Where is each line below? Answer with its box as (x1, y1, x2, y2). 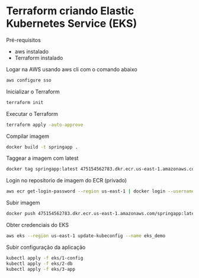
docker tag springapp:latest (6, 166, 78, 172)
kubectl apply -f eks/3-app (6, 266, 76, 272)
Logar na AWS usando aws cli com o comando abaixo (6, 65, 137, 72)
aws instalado (14, 48, 49, 55)
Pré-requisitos (6, 36, 41, 43)
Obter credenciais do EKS (6, 222, 69, 229)
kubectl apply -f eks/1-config (6, 255, 84, 261)
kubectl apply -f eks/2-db (6, 260, 73, 267)
